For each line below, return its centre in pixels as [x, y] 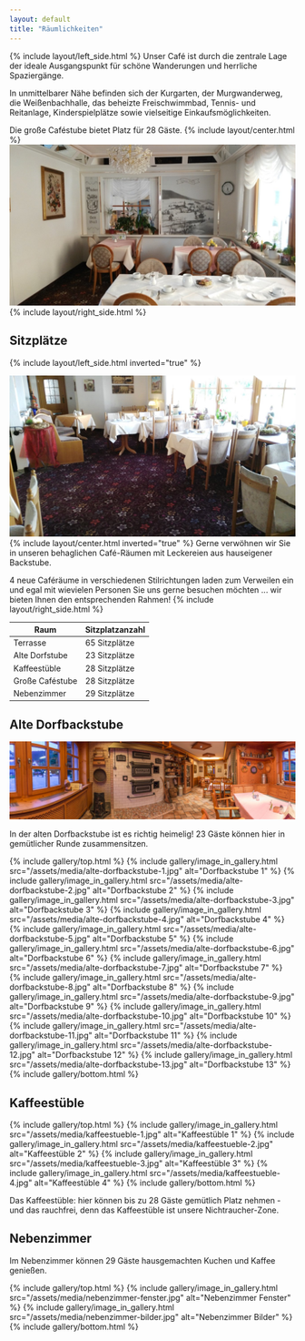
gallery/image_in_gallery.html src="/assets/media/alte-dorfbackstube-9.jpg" [152, 997]
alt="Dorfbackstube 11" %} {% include [166, 1036]
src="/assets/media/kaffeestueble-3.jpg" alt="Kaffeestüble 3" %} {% [139, 1163]
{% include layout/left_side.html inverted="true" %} [105, 362]
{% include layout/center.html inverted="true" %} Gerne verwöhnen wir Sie [150, 544]
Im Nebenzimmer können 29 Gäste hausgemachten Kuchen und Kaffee [143, 1260]
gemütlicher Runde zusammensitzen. [79, 844]
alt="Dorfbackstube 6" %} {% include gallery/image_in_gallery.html [135, 958]
